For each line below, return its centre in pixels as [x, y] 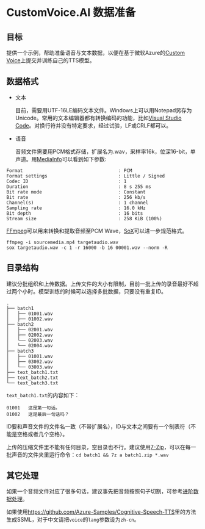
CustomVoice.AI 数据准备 [71, 13]
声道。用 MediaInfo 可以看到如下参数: [61, 159]
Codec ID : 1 [67, 181]
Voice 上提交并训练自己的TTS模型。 [51, 60]
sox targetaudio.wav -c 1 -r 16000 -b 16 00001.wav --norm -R [87, 248]
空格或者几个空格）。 [42, 434]
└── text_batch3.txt [33, 383]
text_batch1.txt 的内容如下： [43, 395]
